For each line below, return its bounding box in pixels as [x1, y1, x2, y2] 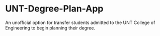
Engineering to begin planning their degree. [5, 24, 96, 30]
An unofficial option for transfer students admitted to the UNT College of [5, 19, 155, 25]
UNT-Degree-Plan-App [5, 3, 104, 14]
